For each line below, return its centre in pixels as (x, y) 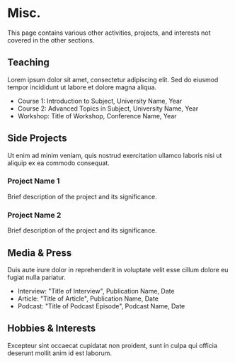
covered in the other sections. (51, 40)
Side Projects (37, 139)
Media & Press (40, 253)
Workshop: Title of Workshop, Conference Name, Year (97, 116)
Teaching (28, 63)
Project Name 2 (34, 215)
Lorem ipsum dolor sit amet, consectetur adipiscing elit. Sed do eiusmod (113, 79)
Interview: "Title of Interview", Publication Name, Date (96, 291)
